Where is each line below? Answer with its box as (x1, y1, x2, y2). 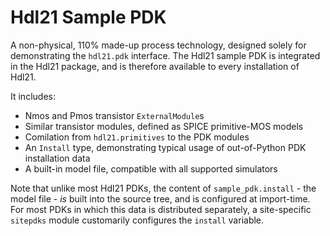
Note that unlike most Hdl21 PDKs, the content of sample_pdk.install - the (10, 182, 317, 194)
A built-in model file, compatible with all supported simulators (24, 162, 278, 175)
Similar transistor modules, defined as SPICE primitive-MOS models (24, 120, 304, 132)
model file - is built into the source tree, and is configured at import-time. (10, 192, 311, 205)
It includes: (10, 90, 56, 102)
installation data (24, 152, 91, 164)
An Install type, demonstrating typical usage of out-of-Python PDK (24, 141, 307, 153)
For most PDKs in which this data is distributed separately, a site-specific (10, 203, 312, 215)
